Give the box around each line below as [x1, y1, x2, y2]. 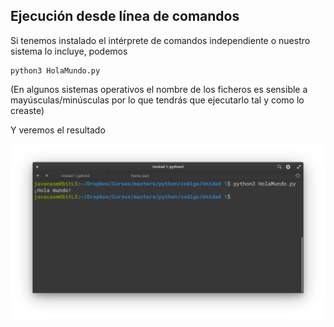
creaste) [10, 104, 45, 116]
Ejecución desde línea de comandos [10, 8, 240, 25]
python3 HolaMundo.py [10, 65, 101, 76]
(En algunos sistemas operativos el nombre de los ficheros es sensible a [10, 83, 308, 95]
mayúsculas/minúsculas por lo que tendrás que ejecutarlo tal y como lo [10, 94, 305, 106]
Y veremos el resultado [10, 124, 106, 136]
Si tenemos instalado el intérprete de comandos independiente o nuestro [10, 34, 311, 46]
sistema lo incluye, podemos [10, 45, 128, 57]
